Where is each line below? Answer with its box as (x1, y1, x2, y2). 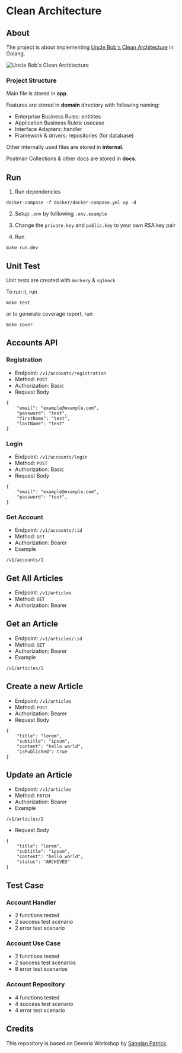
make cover (6, 322, 33, 328)
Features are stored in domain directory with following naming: (6, 101, 160, 108)
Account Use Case (6, 939, 61, 948)
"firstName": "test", (17, 415, 70, 421)
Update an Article (6, 770, 72, 780)
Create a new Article (6, 681, 84, 691)
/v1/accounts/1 (6, 557, 44, 563)
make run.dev (6, 245, 39, 251)
